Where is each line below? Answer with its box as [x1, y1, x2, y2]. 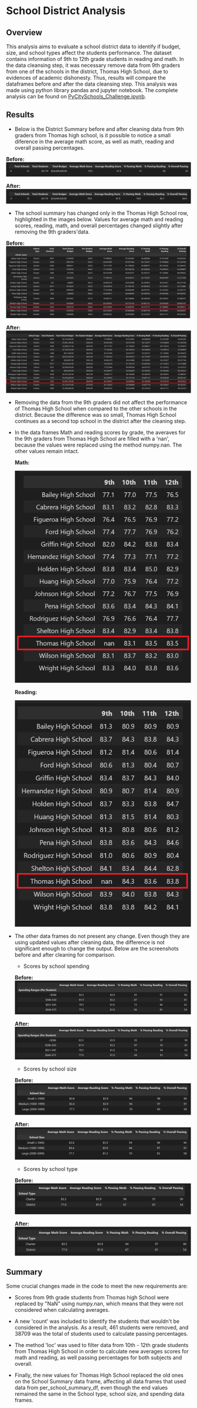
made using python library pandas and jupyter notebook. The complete [6, 87, 178, 93]
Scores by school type [23, 1165, 78, 1172]
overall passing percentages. [14, 144, 85, 151]
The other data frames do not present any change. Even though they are [14, 932, 190, 940]
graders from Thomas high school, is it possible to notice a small [14, 131, 171, 139]
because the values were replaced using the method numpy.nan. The [14, 441, 182, 448]
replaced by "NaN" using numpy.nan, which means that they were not [14, 1300, 184, 1307]
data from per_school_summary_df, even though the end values [14, 1384, 168, 1392]
